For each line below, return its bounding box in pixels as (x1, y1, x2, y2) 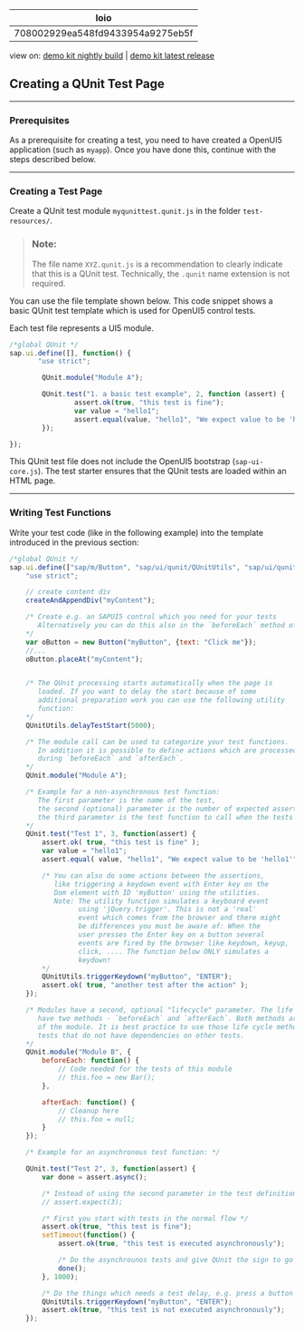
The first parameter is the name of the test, (37, 795, 217, 805)
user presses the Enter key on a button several (78, 930, 265, 939)
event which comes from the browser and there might (78, 913, 281, 923)
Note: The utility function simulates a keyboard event (53, 897, 270, 906)
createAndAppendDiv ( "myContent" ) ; (25, 596, 156, 606)
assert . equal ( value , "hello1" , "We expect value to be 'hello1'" (42, 855, 298, 864)
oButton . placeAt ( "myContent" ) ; (25, 655, 144, 664)
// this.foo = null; (57, 1114, 136, 1123)
